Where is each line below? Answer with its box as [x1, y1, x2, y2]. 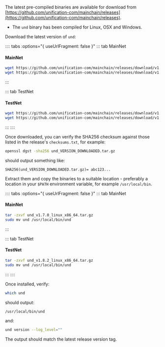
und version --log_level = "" [5, 327, 63, 332]
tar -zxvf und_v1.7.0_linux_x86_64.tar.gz [5, 212, 93, 217]
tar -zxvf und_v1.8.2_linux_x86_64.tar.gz [5, 258, 93, 263]
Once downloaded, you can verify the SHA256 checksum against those [5, 134, 150, 139]
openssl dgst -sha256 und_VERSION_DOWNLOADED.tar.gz [5, 148, 115, 153]
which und [5, 290, 26, 295]
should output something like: [5, 157, 65, 163]
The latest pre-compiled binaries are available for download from [5, 4, 137, 10]
